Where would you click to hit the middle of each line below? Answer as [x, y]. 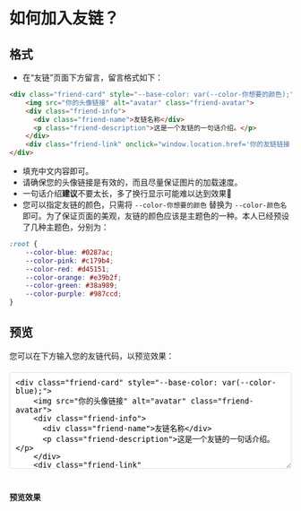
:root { [24, 244]
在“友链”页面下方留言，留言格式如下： [93, 78]
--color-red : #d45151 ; [68, 269]
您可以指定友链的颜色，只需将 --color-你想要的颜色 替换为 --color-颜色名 [155, 204]
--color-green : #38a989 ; [72, 286]
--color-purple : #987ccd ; [74, 294]
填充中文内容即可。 [58, 171]
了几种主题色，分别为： [65, 227]
